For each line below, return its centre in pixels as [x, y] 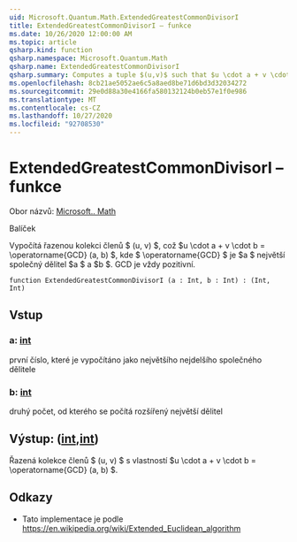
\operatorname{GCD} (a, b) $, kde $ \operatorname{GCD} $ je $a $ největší [147, 255]
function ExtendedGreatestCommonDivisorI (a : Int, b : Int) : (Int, [140, 280]
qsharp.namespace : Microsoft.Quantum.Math [88, 58]
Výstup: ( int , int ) [54, 439]
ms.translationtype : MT [53, 99]
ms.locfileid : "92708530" [57, 125]
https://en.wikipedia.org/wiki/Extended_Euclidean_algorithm [131, 528]
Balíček [23, 228]
